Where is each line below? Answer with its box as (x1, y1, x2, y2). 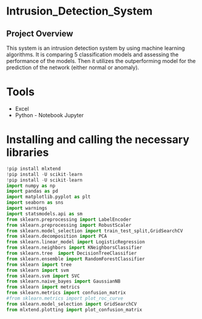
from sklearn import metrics (6, 284, 80, 290)
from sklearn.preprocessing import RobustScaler (6, 222, 132, 228)
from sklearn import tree (6, 261, 72, 267)
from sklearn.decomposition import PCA (6, 233, 107, 240)
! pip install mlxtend (6, 166, 61, 172)
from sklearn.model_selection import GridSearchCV (6, 301, 137, 307)
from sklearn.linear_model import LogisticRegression (6, 239, 146, 245)
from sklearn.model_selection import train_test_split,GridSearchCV (6, 227, 183, 234)
